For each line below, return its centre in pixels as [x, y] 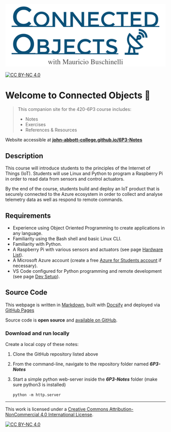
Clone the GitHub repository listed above [55, 354]
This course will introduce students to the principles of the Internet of [78, 168]
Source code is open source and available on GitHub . [62, 320]
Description [24, 156]
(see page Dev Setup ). [36, 277]
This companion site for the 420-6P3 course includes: [74, 109]
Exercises [35, 125]
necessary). [25, 266]
